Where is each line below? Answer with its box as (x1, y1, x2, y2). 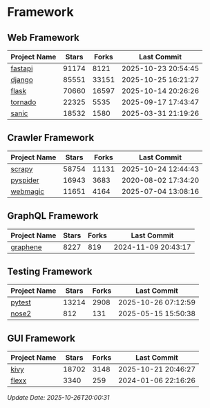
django (10, 75, 33, 84)
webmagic (10, 186, 45, 196)
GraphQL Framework (7, 210, 99, 222)
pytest (10, 298, 31, 307)
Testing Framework (7, 266, 93, 278)
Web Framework (7, 32, 79, 43)
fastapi (10, 64, 33, 73)
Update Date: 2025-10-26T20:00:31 (7, 394, 110, 402)
